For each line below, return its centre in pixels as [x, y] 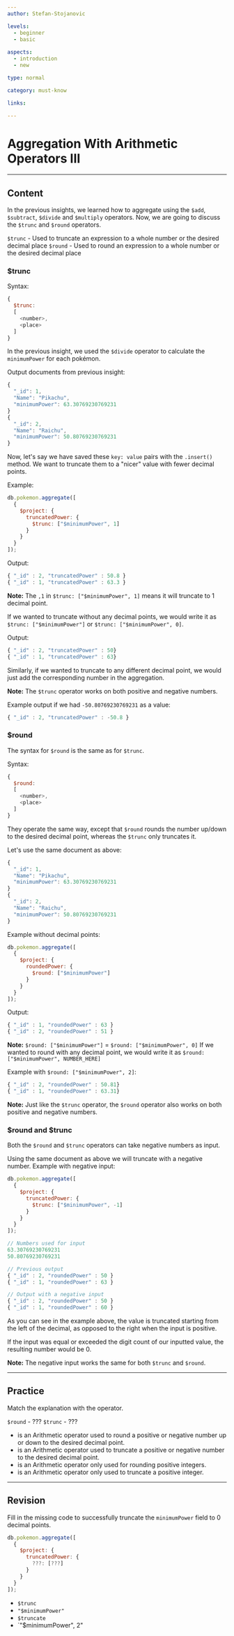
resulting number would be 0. [49, 1349]
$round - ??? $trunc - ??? [42, 1421]
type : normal [26, 77]
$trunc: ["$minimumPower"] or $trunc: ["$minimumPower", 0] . [96, 624]
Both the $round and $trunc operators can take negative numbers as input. [114, 1146]
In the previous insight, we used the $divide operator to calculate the [106, 351]
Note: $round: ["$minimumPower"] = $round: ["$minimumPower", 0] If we [110, 1045]
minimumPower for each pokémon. [54, 359]
